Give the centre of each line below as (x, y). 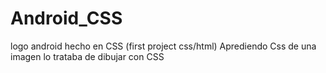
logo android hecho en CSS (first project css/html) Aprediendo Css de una (163, 46)
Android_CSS (66, 18)
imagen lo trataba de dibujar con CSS (87, 56)
